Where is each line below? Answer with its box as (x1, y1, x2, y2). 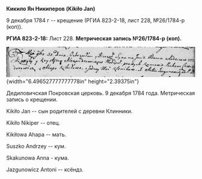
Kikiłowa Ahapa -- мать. (6, 131, 67, 138)
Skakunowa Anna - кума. (6, 154, 69, 162)
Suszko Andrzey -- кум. (6, 142, 66, 149)
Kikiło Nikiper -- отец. (6, 119, 61, 126)
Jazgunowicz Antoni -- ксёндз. (6, 166, 84, 173)
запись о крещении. (6, 96, 58, 103)
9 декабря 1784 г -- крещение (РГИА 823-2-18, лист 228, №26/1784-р (6, 17, 185, 24)
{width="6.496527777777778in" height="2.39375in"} (6, 78, 139, 85)
